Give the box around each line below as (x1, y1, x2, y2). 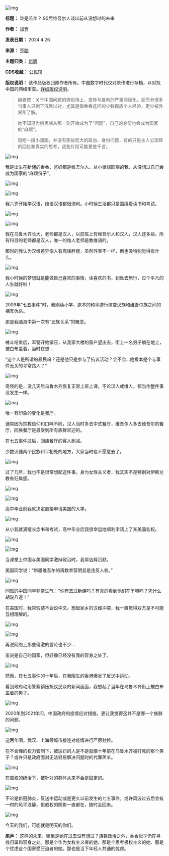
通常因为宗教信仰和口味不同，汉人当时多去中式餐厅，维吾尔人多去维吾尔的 (5, 421, 159, 426)
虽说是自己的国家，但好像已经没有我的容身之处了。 (5, 652, 111, 658)
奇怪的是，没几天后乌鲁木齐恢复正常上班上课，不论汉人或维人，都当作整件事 (5, 383, 164, 389)
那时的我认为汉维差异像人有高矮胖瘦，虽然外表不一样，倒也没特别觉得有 (5, 248, 155, 254)
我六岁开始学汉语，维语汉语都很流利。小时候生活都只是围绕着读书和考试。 (5, 201, 159, 207)
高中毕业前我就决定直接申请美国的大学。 (5, 506, 89, 511)
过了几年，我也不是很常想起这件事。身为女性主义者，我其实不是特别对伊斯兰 (5, 469, 164, 475)
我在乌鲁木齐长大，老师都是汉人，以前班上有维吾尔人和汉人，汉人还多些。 (5, 231, 159, 237)
